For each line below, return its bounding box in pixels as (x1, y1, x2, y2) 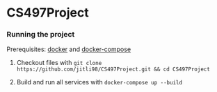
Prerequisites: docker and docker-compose (6, 45, 131, 53)
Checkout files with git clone (16, 59, 102, 67)
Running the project (6, 30, 75, 39)
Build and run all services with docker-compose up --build (16, 78, 182, 86)
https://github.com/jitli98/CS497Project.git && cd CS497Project (16, 66, 210, 73)
